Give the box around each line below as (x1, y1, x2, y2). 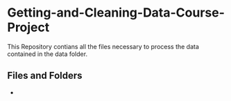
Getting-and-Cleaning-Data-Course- (7, 5, 225, 21)
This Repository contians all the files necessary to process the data (7, 42, 200, 50)
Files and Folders (7, 70, 83, 82)
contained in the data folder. (7, 50, 88, 58)
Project (7, 19, 50, 35)
